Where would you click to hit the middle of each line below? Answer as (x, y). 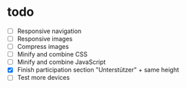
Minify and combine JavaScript (61, 62)
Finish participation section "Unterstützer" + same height (98, 70)
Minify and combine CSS (52, 54)
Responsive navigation (49, 31)
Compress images (43, 47)
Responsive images (45, 39)
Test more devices (43, 78)
